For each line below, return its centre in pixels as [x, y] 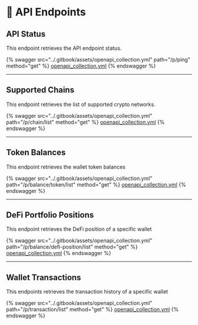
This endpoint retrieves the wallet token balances [66, 167]
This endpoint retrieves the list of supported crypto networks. [81, 104]
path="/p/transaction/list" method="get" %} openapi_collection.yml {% [93, 310]
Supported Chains [40, 90]
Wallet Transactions [44, 277]
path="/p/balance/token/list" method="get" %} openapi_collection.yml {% [96, 184]
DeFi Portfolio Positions [50, 215]
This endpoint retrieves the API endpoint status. [64, 48]
